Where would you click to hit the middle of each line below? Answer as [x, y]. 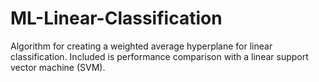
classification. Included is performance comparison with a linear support [159, 56]
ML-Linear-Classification [116, 18]
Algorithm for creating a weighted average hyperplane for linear [141, 46]
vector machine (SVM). [58, 67]
